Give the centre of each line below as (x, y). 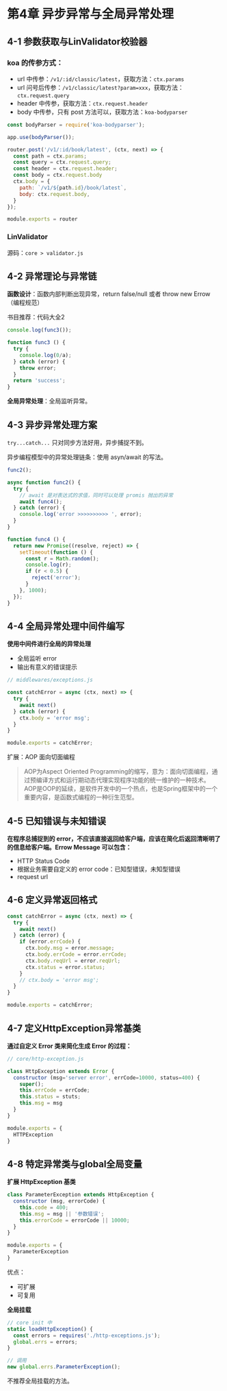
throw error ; (38, 368)
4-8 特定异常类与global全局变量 (75, 1164)
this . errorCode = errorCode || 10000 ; (75, 1220)
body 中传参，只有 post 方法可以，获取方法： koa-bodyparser (102, 112)
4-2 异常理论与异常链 (52, 276)
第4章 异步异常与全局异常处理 (91, 14)
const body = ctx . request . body (58, 175)
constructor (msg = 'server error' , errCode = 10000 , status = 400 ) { (107, 1078)
